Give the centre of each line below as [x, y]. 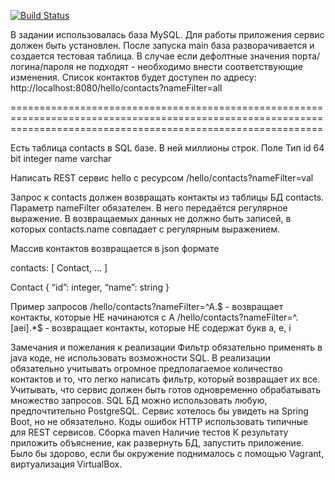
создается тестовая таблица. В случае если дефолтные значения [150, 56]
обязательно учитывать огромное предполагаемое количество [146, 368]
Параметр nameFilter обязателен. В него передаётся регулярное [149, 208]
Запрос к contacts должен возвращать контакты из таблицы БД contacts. [167, 197]
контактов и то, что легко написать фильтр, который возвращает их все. [165, 379]
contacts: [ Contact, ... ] [59, 268]
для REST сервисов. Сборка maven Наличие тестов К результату [149, 432]
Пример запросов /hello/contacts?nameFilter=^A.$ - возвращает [147, 306]
